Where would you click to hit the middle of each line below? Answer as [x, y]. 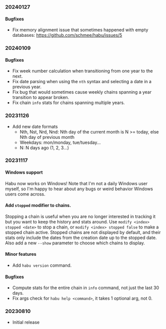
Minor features [21, 254]
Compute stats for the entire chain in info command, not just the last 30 [86, 288]
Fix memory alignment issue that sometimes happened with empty [80, 30]
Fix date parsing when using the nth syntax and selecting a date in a [82, 82]
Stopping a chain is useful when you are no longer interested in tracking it [81, 216]
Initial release [26, 322]
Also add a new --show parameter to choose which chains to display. [75, 243]
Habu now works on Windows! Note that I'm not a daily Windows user [76, 183]
